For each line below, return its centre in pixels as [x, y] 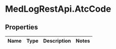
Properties [22, 27]
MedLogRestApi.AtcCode [58, 9]
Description [57, 41]
